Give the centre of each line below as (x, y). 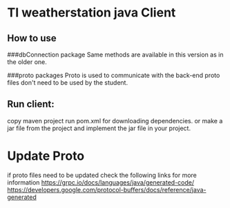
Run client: (31, 104)
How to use (32, 38)
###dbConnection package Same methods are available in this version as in (115, 54)
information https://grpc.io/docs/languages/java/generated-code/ (101, 182)
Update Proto (46, 156)
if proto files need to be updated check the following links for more (102, 175)
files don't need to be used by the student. (68, 83)
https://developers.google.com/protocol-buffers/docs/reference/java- (107, 189)
